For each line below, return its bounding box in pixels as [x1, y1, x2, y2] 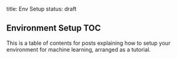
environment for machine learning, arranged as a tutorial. [6, 45, 151, 53]
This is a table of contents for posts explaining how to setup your [6, 39, 171, 47]
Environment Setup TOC [6, 23, 101, 33]
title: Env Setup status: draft [6, 6, 77, 12]
